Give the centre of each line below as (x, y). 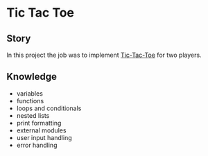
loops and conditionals (49, 108)
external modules (41, 130)
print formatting (39, 123)
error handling (37, 145)
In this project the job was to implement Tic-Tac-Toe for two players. (104, 55)
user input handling (44, 137)
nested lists (33, 115)
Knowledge (32, 77)
